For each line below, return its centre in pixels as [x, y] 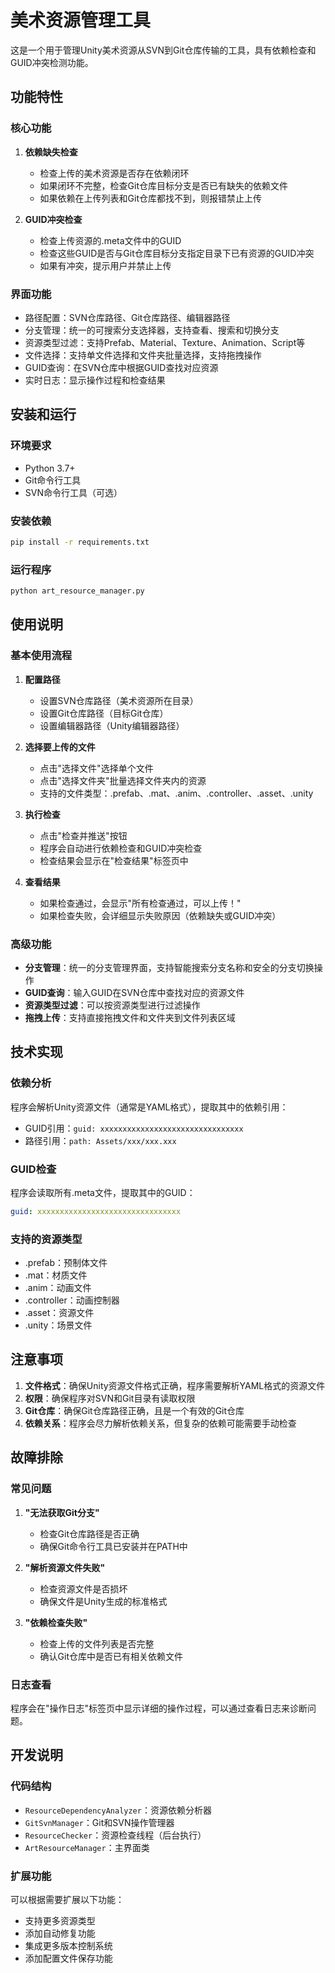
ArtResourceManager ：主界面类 [87, 1847]
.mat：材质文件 [56, 1275]
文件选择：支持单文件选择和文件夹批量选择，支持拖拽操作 [143, 355]
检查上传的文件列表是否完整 [97, 1643]
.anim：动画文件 [58, 1288]
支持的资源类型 [46, 1239]
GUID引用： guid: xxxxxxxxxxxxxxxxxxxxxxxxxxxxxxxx [134, 1128]
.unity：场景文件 [58, 1325]
